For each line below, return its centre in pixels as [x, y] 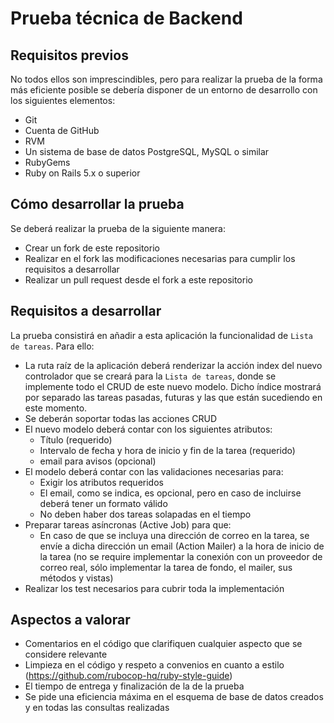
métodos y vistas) [76, 578]
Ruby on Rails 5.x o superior [82, 173]
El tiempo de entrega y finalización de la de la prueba [134, 686]
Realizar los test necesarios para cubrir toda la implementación [154, 588]
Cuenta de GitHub [62, 130]
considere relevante [66, 654]
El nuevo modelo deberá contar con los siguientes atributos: [148, 429]
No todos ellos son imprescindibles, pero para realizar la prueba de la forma [166, 79]
